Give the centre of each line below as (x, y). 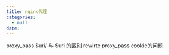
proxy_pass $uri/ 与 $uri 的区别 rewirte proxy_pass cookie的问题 (85, 46)
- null (20, 22)
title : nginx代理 (27, 12)
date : (13, 28)
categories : (21, 17)
